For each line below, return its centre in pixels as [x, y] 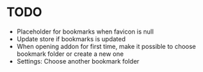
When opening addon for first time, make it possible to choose [106, 46]
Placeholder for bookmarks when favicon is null [85, 31]
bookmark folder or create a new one [70, 54]
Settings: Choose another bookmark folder [78, 61]
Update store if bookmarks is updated [71, 38]
